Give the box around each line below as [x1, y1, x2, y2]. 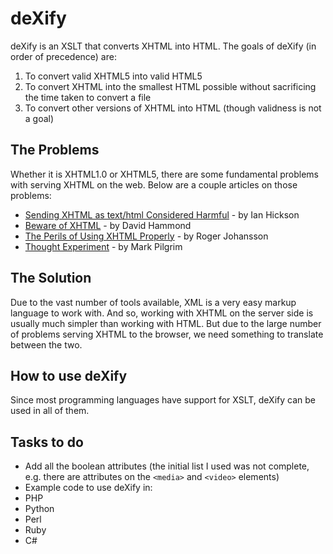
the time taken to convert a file [24, 91, 152, 103]
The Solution [10, 270, 92, 287]
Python [24, 503, 55, 515]
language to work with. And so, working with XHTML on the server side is [10, 307, 314, 319]
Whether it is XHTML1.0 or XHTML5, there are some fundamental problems [10, 168, 319, 180]
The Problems [10, 142, 100, 159]
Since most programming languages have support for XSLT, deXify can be [10, 394, 316, 406]
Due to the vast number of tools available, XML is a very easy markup [10, 296, 297, 308]
